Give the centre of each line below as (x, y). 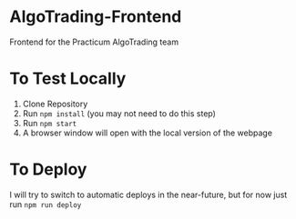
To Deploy (48, 169)
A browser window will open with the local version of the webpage (148, 133)
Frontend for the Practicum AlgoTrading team (94, 42)
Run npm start (50, 123)
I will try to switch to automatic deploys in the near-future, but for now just (148, 194)
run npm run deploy (46, 204)
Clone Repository (55, 104)
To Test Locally (68, 79)
